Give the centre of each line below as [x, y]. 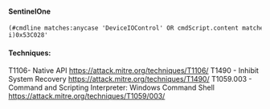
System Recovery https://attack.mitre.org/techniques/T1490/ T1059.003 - [130, 79]
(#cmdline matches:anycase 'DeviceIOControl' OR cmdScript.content [124, 28]
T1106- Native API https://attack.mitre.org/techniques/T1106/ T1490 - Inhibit [134, 71]
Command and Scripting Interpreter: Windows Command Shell [112, 87]
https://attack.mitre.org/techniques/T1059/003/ [87, 96]
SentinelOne [29, 11]
